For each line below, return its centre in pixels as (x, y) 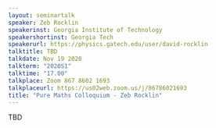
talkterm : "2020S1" (40, 66)
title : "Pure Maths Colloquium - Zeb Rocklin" (85, 95)
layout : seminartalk (42, 15)
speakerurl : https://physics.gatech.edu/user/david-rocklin (108, 44)
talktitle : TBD (33, 52)
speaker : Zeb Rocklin (43, 23)
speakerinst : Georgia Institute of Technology (85, 30)
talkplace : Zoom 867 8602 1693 (59, 80)
